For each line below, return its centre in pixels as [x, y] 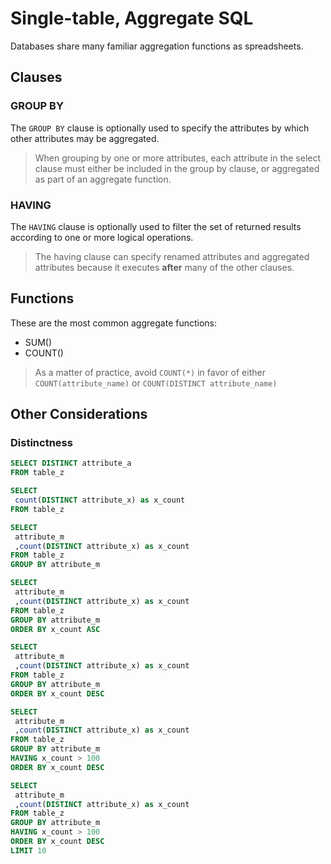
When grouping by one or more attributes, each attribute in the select [178, 158]
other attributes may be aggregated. [85, 138]
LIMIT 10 [28, 850]
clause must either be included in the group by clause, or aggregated [177, 168]
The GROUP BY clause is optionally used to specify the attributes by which [160, 128]
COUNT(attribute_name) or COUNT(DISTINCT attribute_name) [156, 383]
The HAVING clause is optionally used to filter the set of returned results [156, 226]
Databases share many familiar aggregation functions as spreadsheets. [157, 46]
